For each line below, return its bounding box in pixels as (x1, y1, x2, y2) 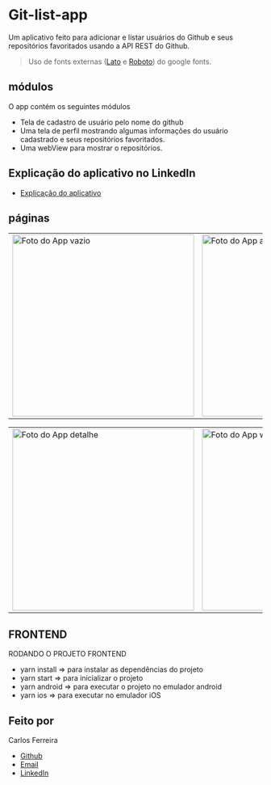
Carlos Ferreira (8, 736, 58, 745)
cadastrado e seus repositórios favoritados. (19, 134, 165, 144)
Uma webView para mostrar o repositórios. (19, 143, 163, 153)
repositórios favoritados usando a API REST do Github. (8, 40, 190, 50)
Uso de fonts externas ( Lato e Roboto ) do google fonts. (27, 57, 212, 66)
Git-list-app (8, 6, 88, 24)
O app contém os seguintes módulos (8, 101, 131, 111)
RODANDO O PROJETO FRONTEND (8, 649, 127, 659)
